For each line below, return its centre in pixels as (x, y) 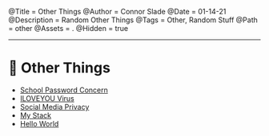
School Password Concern (64, 90)
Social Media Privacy (54, 107)
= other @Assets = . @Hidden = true (68, 28)
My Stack (36, 115)
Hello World (39, 123)
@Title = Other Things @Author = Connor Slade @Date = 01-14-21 (117, 12)
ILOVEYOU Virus (47, 98)
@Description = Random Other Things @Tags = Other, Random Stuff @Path (133, 20)
